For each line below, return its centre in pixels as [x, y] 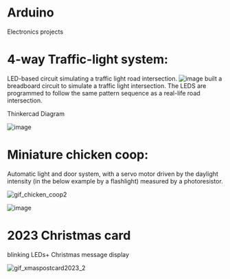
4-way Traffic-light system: [88, 59]
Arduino [31, 13]
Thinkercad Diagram [36, 113]
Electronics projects [35, 32]
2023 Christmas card [69, 236]
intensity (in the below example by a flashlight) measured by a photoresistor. [115, 181]
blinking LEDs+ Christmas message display [68, 254]
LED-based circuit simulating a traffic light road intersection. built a [115, 78]
